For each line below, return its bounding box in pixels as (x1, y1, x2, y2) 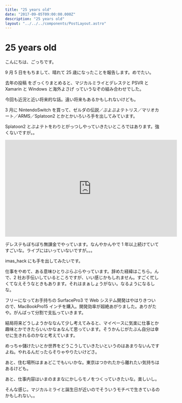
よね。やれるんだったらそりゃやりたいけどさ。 (5, 349, 100, 355)
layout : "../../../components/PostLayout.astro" (5, 21, 106, 26)
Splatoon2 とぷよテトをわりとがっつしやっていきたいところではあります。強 (5, 124, 159, 129)
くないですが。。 (5, 130, 38, 136)
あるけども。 (5, 366, 31, 372)
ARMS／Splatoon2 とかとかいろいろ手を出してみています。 (18, 113, 138, 119)
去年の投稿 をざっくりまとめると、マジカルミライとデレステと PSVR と (5, 80, 149, 86)
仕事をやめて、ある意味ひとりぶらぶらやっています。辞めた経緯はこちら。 (5, 269, 155, 275)
